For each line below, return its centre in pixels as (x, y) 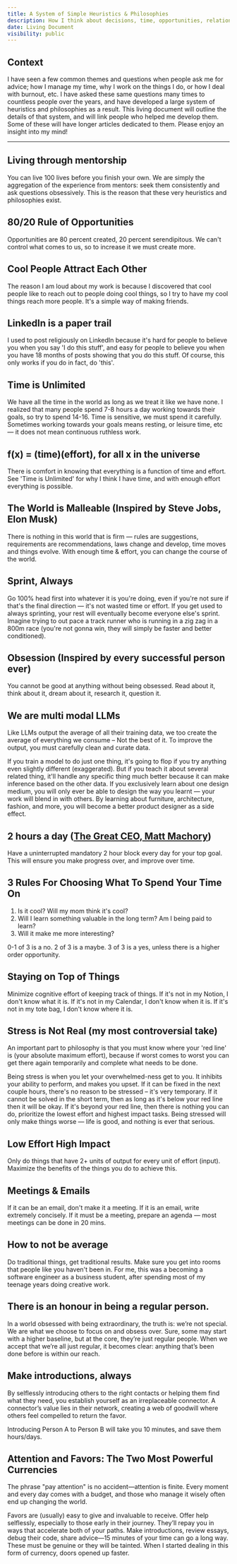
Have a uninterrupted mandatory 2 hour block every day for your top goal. (115, 853)
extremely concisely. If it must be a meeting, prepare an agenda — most (112, 1215)
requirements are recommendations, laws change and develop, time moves (117, 544)
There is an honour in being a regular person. (108, 1307)
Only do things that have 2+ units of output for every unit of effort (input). (114, 1161)
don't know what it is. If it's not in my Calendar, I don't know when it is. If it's (118, 1001)
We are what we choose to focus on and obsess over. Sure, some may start (117, 1331)
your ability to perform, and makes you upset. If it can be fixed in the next (114, 1084)
